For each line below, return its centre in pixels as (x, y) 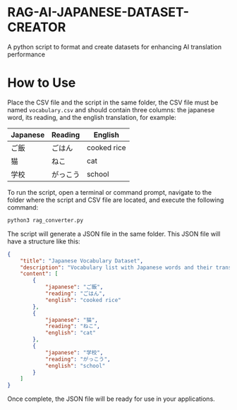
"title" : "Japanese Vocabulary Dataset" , (81, 261)
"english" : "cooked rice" (83, 300)
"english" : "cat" (71, 333)
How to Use (42, 83)
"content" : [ (39, 274)
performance (26, 54)
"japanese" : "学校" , (74, 352)
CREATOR (37, 27)
